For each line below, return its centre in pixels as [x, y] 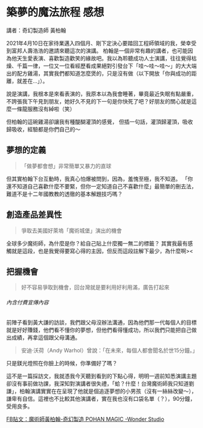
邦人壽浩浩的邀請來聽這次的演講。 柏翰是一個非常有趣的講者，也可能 [102, 50]
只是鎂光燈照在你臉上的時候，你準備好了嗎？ [62, 363]
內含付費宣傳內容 [27, 302]
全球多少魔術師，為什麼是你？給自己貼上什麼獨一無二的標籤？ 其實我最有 [97, 243]
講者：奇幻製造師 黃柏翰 [36, 30]
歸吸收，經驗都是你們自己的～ [43, 129]
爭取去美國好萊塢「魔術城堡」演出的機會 [71, 230]
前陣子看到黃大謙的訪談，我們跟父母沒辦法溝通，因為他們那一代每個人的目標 [101, 322]
